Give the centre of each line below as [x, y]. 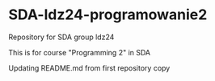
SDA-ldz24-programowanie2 [108, 15]
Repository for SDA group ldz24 [61, 37]
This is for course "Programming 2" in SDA [80, 52]
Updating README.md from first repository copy [89, 68]
